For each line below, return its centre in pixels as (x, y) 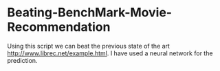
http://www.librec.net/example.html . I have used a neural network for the (110, 53)
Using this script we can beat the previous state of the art (89, 46)
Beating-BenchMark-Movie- (90, 13)
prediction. (22, 60)
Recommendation (59, 27)
